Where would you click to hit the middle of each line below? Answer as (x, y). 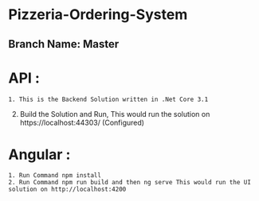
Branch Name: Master (64, 44)
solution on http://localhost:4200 (67, 189)
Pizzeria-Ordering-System (98, 15)
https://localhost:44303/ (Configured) (82, 122)
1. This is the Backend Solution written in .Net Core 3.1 (108, 99)
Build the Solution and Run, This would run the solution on (115, 114)
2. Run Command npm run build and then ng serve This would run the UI (129, 183)
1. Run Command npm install (55, 176)
